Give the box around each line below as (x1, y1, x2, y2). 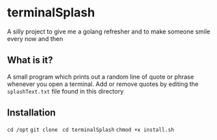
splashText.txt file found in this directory (7, 87, 124, 95)
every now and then (7, 34, 63, 42)
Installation (7, 107, 56, 119)
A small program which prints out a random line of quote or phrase (7, 72, 194, 81)
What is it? (7, 55, 53, 66)
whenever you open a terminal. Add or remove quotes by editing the (7, 80, 199, 88)
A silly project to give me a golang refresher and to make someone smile (7, 27, 210, 36)
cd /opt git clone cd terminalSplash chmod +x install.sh (7, 126, 175, 133)
